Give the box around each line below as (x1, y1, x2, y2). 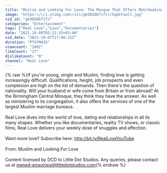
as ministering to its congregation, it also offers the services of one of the (5, 98, 156, 105)
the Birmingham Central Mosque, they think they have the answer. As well (5, 93, 157, 99)
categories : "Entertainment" (5, 21, 66, 26)
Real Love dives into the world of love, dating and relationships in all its (5, 114, 150, 120)
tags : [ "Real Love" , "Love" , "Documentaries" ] (5, 26, 99, 31)
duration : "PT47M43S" (5, 40, 50, 45)
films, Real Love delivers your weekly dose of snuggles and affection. (5, 125, 148, 131)
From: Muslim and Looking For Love (5, 146, 79, 152)
